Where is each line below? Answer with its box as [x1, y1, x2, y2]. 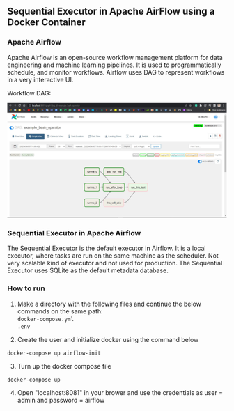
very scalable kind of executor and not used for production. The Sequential [7, 259, 223, 267]
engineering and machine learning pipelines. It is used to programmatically [7, 61, 221, 69]
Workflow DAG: [7, 88, 52, 97]
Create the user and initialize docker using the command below [17, 335, 199, 343]
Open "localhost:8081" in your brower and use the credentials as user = [17, 388, 224, 396]
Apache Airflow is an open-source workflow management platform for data [7, 53, 223, 61]
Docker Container [7, 17, 86, 29]
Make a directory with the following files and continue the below [17, 300, 202, 308]
